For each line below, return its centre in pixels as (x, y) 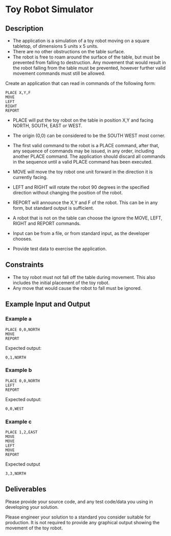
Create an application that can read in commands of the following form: (81, 83)
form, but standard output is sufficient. (53, 208)
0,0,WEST (15, 409)
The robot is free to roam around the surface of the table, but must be (86, 57)
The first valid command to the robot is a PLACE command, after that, (86, 145)
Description (24, 28)
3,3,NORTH (16, 474)
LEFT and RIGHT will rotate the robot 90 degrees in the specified (81, 187)
